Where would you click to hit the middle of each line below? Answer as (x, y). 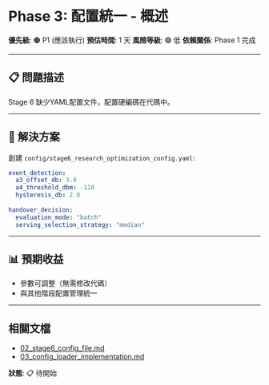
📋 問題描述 (36, 78)
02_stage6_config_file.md (62, 348)
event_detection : (37, 173)
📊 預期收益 (36, 259)
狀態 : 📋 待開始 (33, 373)
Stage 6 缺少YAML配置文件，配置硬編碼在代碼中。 (91, 101)
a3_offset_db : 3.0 (46, 181)
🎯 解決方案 (34, 137)
